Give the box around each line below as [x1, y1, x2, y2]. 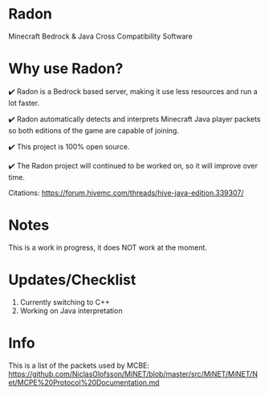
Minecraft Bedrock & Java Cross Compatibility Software [8, 31, 193, 41]
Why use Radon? [8, 59, 124, 78]
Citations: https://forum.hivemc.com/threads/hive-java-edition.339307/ [8, 188, 244, 197]
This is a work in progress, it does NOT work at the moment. [8, 242, 207, 252]
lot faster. [8, 98, 40, 108]
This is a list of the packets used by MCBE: [8, 360, 150, 370]
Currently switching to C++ [19, 297, 110, 307]
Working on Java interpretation [19, 306, 123, 316]
